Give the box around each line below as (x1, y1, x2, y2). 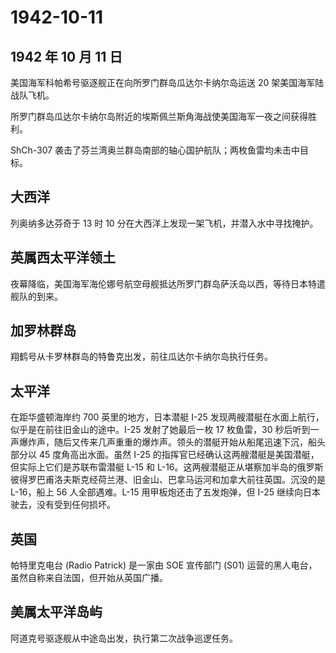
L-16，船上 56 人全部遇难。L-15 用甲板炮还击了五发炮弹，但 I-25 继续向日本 (10, 486, 321, 498)
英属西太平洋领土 (10, 249, 116, 266)
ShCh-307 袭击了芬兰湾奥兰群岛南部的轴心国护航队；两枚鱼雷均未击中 (10, 144, 301, 156)
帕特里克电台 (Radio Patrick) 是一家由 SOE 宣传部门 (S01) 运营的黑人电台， (10, 559, 318, 571)
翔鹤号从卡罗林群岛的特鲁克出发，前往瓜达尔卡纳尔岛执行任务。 (10, 351, 273, 363)
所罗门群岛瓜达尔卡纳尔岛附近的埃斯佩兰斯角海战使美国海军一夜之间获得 (10, 111, 308, 122)
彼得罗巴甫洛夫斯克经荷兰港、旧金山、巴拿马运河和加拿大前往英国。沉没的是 (10, 474, 326, 486)
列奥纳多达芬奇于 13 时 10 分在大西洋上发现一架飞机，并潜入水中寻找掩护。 (10, 217, 319, 229)
